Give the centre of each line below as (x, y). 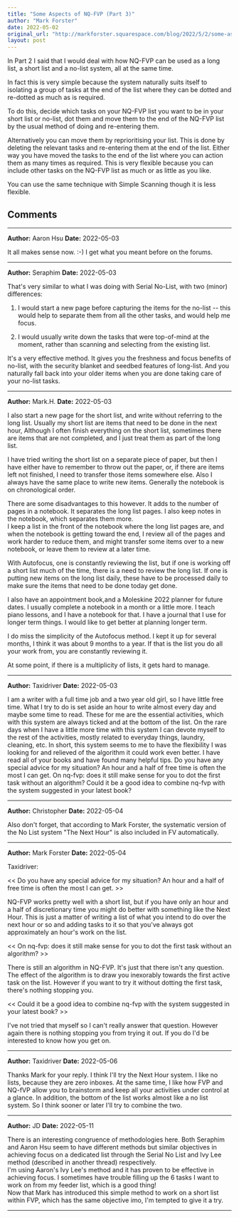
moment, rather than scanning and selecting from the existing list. (114, 344)
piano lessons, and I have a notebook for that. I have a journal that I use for (117, 614)
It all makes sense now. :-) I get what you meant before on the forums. (110, 252)
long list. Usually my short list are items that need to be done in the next (112, 422)
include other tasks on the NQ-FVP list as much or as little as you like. (110, 171)
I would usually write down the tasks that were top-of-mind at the (113, 337)
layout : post (27, 41)
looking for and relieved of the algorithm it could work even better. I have (114, 752)
